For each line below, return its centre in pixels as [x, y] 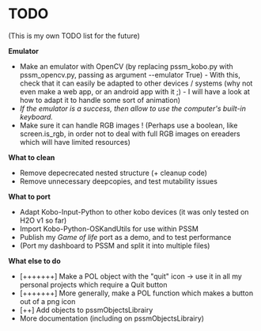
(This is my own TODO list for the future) [74, 36]
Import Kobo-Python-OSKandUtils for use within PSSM [109, 228]
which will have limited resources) [75, 142]
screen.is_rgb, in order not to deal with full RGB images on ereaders [130, 133]
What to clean [32, 157]
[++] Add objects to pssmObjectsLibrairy [86, 310]
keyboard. [36, 116]
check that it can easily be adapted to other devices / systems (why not [136, 83]
